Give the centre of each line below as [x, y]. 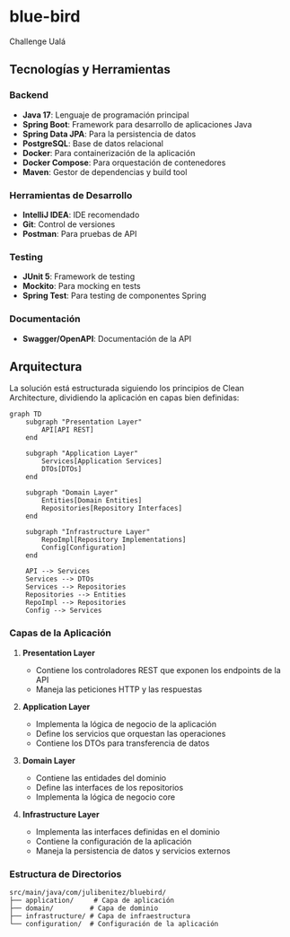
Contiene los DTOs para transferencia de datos [123, 743]
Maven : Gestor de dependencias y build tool [105, 171]
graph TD [26, 415]
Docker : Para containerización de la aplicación [109, 153]
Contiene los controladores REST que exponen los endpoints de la [158, 670]
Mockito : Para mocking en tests [81, 286]
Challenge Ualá [37, 41]
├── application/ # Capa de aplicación [92, 900]
